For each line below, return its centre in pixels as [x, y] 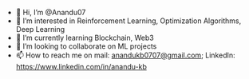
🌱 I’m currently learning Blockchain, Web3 [85, 38]
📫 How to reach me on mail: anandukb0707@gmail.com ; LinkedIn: [125, 55]
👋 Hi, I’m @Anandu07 [51, 12]
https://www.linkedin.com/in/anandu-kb [81, 67]
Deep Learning [40, 29]
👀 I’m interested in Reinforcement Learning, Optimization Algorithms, [128, 21]
